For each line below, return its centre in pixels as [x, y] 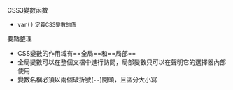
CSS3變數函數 [28, 10]
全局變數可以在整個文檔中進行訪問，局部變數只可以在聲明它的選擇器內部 [121, 62]
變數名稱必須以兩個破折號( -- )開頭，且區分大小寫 [87, 80]
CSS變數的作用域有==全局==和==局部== [77, 53]
